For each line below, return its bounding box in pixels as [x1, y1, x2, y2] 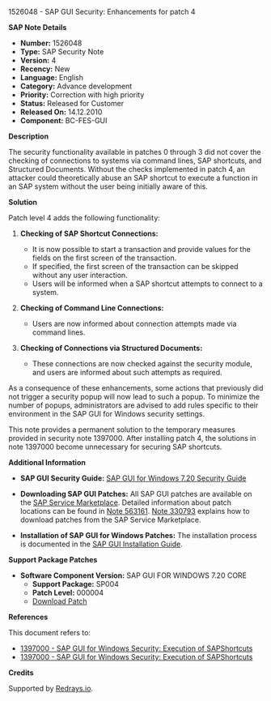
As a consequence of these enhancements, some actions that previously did [8, 383, 264, 392]
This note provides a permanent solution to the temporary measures [8, 425, 236, 434]
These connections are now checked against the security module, [32, 359, 253, 368]
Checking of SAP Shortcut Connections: [19, 229, 159, 238]
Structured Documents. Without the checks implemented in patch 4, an [8, 165, 245, 173]
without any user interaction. [32, 271, 128, 280]
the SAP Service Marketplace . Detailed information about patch [19, 498, 232, 507]
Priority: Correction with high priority [19, 90, 145, 100]
